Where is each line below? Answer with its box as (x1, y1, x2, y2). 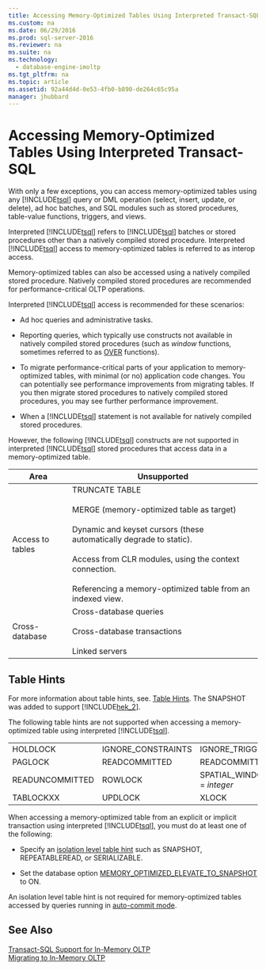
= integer (199, 779, 234, 790)
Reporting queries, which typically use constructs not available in (19, 330, 233, 340)
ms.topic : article (8, 78, 69, 86)
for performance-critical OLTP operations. (8, 284, 145, 294)
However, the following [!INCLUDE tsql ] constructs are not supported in (8, 436, 239, 445)
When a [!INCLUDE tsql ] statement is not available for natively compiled (19, 412, 252, 421)
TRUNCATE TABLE (72, 485, 142, 496)
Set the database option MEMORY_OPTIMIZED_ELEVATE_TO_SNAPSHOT (19, 869, 257, 877)
